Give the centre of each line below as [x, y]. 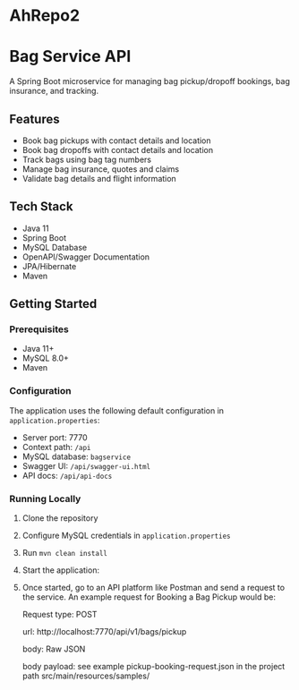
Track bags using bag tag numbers [87, 159]
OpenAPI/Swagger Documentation [86, 257]
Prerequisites [39, 329]
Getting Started [53, 304]
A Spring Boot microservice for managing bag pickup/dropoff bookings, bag [150, 81]
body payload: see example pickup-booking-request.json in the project [154, 667]
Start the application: [61, 570]
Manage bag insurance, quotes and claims [101, 169]
